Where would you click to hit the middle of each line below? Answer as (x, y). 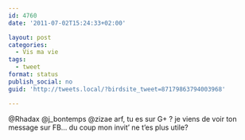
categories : (28, 45)
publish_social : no (41, 82)
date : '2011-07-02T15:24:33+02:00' (67, 23)
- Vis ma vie (37, 52)
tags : (17, 60)
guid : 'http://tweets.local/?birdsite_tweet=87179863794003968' (117, 89)
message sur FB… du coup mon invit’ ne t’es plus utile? (98, 127)
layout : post (30, 37)
